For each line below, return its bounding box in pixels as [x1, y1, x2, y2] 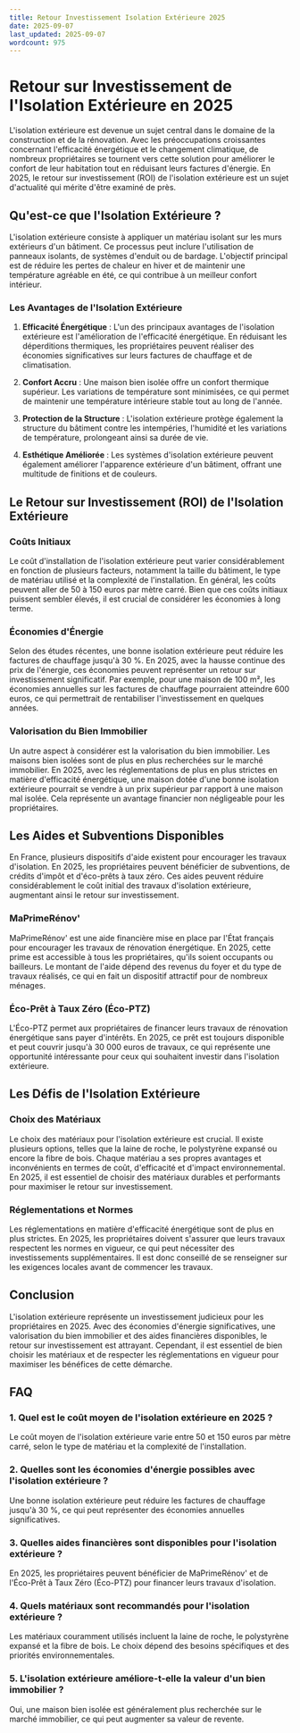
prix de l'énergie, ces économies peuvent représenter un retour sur [9, 665, 256, 676]
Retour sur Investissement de [9, 77, 232, 97]
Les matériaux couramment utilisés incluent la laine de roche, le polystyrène [9, 1631, 289, 1642]
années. [9, 702, 39, 713]
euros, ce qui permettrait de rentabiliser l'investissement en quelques [9, 694, 265, 704]
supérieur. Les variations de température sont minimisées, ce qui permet [21, 386, 290, 398]
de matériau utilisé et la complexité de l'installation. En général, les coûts [9, 574, 277, 585]
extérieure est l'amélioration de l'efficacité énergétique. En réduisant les [21, 332, 287, 342]
